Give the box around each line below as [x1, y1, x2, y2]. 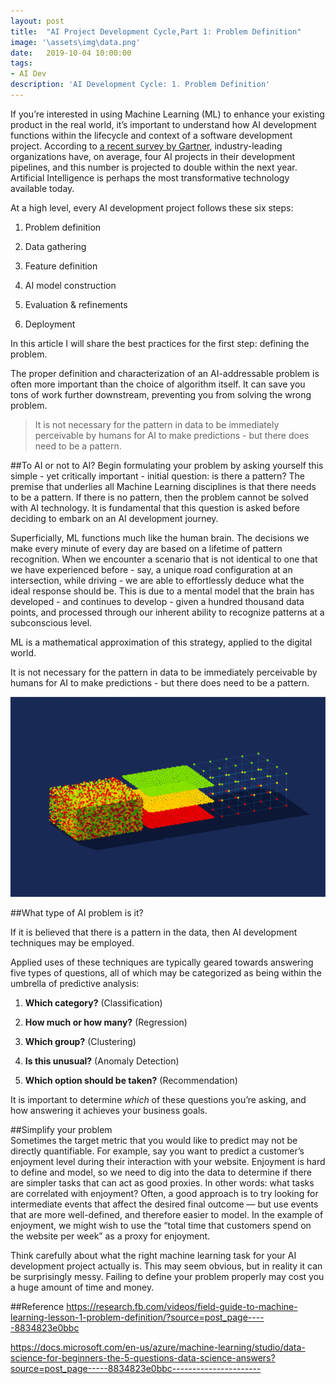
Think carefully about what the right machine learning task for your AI [10, 1249, 297, 1261]
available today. [10, 182, 75, 194]
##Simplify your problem [10, 1123, 113, 1135]
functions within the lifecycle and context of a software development [10, 129, 293, 141]
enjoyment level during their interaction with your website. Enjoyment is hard [10, 1155, 326, 1167]
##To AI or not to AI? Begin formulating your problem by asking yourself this [10, 459, 324, 471]
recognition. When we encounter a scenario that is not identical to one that [10, 553, 318, 565]
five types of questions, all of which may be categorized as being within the [10, 966, 322, 979]
